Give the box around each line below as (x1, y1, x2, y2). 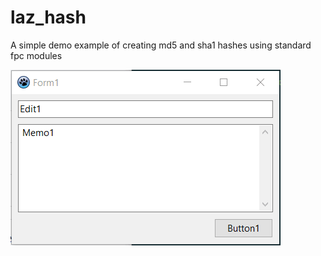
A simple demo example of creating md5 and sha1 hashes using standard (10, 39, 312, 51)
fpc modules (10, 49, 63, 61)
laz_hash (10, 6, 87, 29)
